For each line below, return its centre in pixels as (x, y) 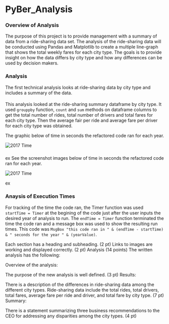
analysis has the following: (33, 255)
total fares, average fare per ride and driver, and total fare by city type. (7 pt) (84, 295)
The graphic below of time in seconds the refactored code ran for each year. (85, 136)
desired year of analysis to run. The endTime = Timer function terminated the (84, 218)
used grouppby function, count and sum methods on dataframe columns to (81, 110)
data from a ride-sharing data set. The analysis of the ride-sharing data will (83, 42)
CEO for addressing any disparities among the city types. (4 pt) (71, 316)
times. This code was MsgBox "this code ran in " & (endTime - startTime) (84, 229)
